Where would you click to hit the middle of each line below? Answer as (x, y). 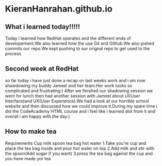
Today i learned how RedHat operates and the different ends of (68, 38)
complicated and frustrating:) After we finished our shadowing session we (79, 91)
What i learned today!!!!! (43, 27)
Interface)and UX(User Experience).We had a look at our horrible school (77, 101)
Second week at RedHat (42, 69)
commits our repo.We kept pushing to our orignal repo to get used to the (77, 48)
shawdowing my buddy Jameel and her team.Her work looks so (69, 85)
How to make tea (31, 131)
